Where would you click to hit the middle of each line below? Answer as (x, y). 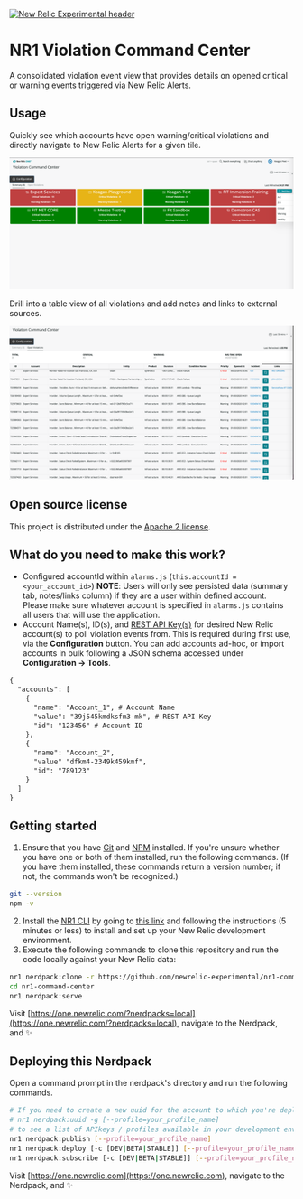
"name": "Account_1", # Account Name (104, 708)
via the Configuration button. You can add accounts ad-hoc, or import (153, 644)
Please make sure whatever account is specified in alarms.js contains (153, 605)
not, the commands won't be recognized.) (100, 876)
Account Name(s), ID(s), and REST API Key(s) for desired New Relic (148, 624)
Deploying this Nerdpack (80, 1061)
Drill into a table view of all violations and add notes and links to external (143, 304)
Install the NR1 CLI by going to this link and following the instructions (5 (154, 921)
